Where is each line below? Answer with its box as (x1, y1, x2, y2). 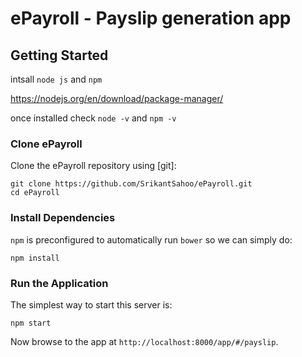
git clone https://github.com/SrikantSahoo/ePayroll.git (10, 179, 253, 189)
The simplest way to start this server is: (10, 298, 173, 311)
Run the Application (10, 276, 109, 290)
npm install (10, 253, 60, 263)
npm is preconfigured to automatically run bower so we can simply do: (10, 233, 293, 246)
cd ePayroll (10, 188, 60, 198)
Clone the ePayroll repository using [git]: (10, 160, 177, 172)
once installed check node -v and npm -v (10, 112, 177, 124)
